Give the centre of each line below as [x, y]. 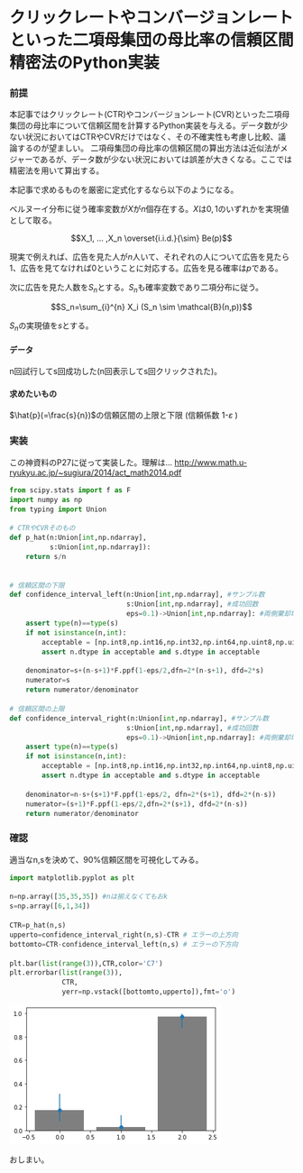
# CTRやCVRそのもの [42, 528]
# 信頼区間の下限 [37, 585]
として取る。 [33, 220]
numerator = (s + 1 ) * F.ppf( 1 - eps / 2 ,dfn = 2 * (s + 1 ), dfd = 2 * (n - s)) [137, 804]
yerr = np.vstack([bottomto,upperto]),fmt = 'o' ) [149, 992]
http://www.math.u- [211, 462]
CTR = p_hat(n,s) [38, 926]
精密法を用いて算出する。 [57, 170]
